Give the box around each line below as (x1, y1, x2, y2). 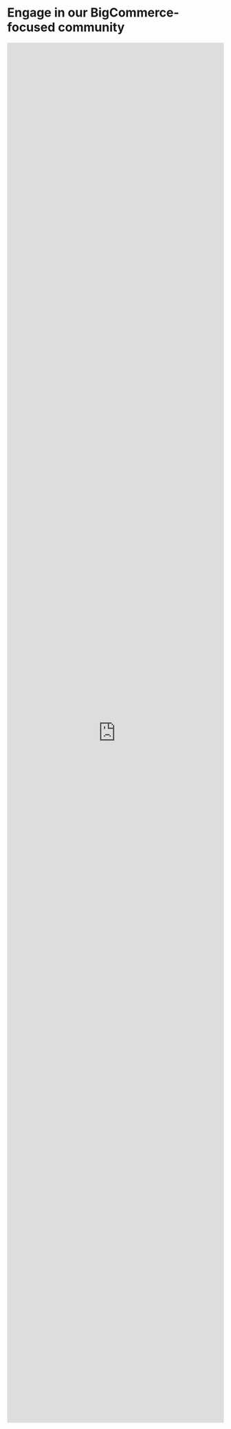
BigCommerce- (90, 5, 180, 21)
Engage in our (7, 5, 88, 21)
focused (7, 19, 56, 35)
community (58, 19, 125, 35)
